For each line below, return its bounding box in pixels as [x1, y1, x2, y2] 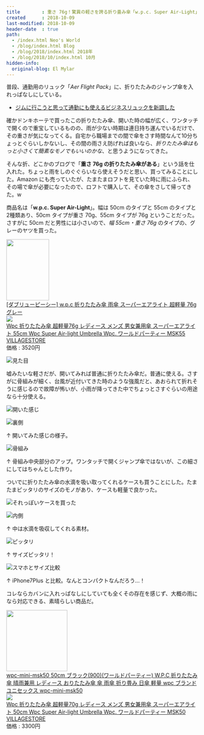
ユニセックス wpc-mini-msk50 [6, 687, 83, 694]
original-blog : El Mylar [12, 65, 75, 72]
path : [6, 32, 20, 38]
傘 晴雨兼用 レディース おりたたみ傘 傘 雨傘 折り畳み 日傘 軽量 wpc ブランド [6, 679, 197, 687]
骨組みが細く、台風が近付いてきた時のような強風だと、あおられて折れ [16, 378, 193, 385]
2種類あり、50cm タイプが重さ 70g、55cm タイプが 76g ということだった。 [6, 211, 198, 219]
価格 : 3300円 [6, 722, 41, 730]
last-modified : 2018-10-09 [6, 20, 75, 26]
